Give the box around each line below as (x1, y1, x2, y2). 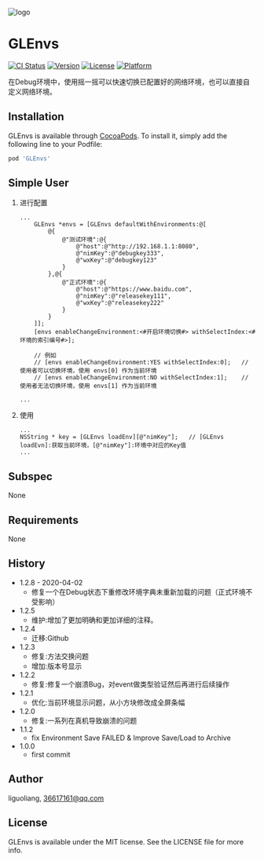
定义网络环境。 (8, 86, 57, 96)
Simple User (8, 177, 69, 190)
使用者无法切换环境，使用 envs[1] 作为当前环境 (19, 382, 157, 390)
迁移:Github (31, 633, 69, 643)
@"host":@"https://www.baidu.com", (75, 285, 192, 294)
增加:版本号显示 (31, 661, 82, 671)
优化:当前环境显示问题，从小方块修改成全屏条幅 (31, 698, 185, 707)
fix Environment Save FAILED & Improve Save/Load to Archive (31, 733, 232, 742)
